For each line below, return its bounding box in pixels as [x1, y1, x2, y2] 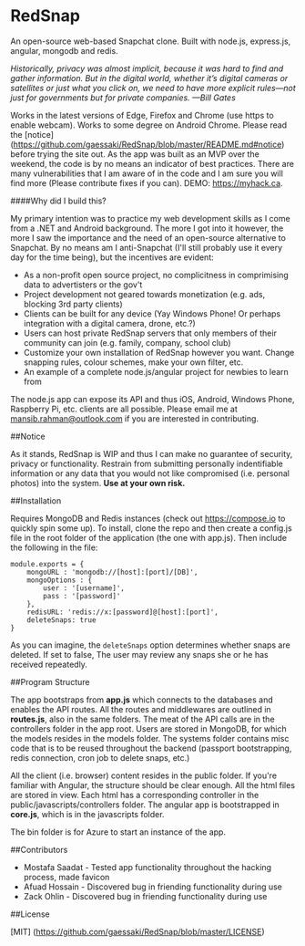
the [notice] [10, 129, 54, 140]
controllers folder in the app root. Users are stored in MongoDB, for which [10, 722, 288, 734]
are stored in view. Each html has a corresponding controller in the [10, 789, 259, 800]
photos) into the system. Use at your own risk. [10, 477, 186, 488]
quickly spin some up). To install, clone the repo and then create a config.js [10, 522, 292, 534]
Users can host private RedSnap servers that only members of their [23, 327, 277, 338]
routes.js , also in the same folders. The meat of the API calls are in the [10, 713, 276, 724]
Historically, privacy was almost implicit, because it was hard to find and [10, 63, 284, 74]
